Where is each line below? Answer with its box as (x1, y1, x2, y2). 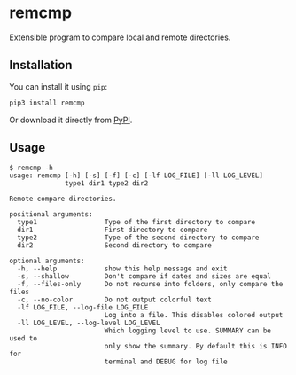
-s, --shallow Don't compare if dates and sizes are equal (17, 272, 272, 281)
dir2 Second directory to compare (17, 241, 213, 250)
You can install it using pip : (9, 81, 108, 91)
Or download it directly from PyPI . (9, 114, 133, 125)
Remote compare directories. (9, 194, 117, 204)
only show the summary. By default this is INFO (104, 342, 288, 351)
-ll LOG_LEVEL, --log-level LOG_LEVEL (17, 318, 161, 328)
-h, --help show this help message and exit (17, 264, 228, 273)
